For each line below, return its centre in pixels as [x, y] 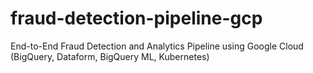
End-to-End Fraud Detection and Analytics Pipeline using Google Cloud [157, 46]
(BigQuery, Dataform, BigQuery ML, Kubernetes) [110, 56]
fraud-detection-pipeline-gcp [136, 18]
